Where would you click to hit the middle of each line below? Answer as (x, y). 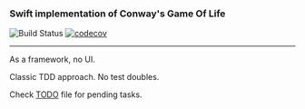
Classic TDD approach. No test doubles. (84, 77)
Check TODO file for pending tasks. (76, 94)
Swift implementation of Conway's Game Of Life (118, 14)
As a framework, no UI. (52, 59)
